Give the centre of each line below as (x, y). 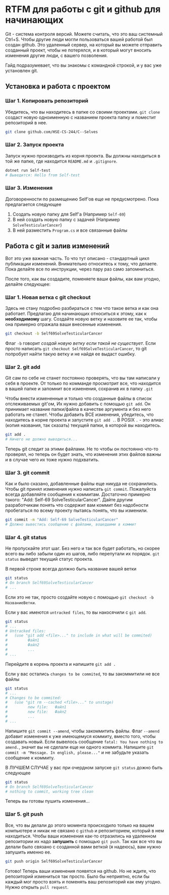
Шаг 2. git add (23, 367)
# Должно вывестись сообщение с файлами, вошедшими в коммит (71, 524)
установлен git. (22, 70)
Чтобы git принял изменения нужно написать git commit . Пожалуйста (81, 489)
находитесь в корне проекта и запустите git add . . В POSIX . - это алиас (84, 420)
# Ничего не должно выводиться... (42, 439)
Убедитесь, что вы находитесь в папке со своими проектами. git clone (83, 112)
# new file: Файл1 (36, 707)
